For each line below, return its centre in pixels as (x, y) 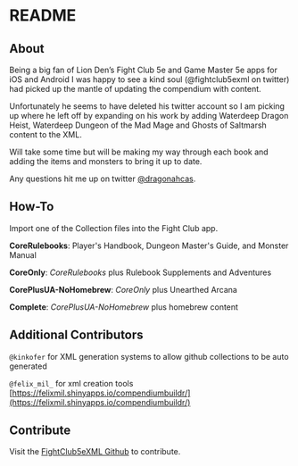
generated (28, 366)
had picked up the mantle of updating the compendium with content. (135, 89)
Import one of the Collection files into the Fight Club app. (114, 228)
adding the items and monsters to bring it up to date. (106, 161)
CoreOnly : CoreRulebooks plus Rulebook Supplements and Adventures (141, 272)
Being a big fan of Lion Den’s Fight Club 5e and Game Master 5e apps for (144, 70)
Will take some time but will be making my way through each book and (139, 152)
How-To (32, 207)
